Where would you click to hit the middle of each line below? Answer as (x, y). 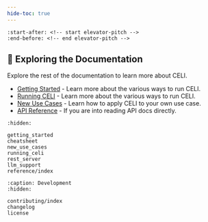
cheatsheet (23, 141)
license (18, 213)
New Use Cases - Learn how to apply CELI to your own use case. (109, 103)
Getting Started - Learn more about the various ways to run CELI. (109, 89)
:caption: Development (39, 183)
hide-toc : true (29, 13)
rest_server (24, 159)
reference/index (30, 171)
